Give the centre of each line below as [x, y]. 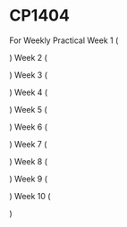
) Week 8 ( [28, 161]
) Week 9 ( [28, 179]
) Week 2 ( [28, 57]
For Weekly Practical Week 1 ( [64, 40]
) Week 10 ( [30, 196]
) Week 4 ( [29, 92]
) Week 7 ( [28, 144]
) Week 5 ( [28, 109]
